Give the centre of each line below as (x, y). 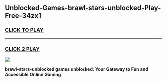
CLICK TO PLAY (24, 30)
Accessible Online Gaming (33, 74)
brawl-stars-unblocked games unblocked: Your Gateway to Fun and (77, 69)
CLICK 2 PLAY (22, 49)
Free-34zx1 (23, 16)
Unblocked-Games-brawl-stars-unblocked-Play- (83, 8)
